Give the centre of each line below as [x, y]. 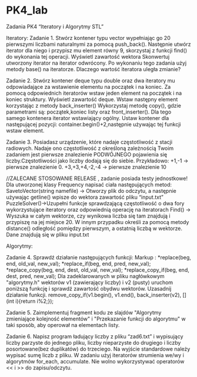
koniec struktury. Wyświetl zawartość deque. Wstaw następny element [92, 99]
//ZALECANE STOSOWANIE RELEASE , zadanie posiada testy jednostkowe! [97, 178]
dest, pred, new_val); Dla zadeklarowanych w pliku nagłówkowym [85, 276]
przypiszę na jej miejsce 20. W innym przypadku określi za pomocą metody [98, 222]
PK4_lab [27, 10]
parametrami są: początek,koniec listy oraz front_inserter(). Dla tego [89, 112]
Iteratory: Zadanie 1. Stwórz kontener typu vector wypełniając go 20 [88, 38]
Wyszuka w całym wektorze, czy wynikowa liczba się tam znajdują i [88, 216]
